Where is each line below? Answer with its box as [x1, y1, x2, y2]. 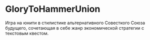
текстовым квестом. [5, 30, 49, 36]
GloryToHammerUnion [5, 3, 100, 15]
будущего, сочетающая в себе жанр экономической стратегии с [5, 25, 144, 31]
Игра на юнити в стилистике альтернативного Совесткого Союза [5, 20, 145, 26]
